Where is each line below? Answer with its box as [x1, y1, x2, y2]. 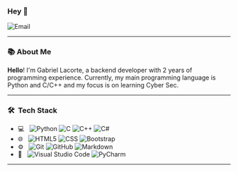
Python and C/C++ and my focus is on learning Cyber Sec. [7, 80, 179, 89]
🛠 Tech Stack [7, 105, 58, 115]
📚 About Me [7, 47, 52, 57]
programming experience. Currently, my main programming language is [7, 73, 216, 82]
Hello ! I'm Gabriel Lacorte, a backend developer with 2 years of [7, 66, 193, 74]
